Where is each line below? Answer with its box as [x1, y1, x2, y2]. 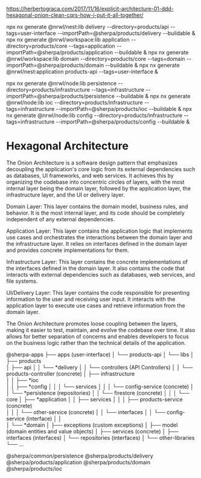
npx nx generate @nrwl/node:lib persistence [6, 80, 116, 87]
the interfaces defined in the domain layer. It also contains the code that [6, 265, 185, 272]
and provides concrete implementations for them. [6, 247, 129, 254]
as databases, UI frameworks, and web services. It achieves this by [6, 172, 174, 179]
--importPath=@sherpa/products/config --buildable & [56, 118, 190, 125]
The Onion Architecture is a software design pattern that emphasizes [6, 159, 178, 166]
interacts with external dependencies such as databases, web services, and [6, 271, 195, 278]
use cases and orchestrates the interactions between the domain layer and [6, 233, 193, 241]
